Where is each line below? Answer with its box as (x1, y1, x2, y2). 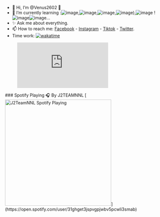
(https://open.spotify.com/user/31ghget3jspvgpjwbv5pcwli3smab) (5, 206, 137, 212)
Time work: (12, 33, 35, 38)
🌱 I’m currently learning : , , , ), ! (12, 10, 156, 16)
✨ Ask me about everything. (12, 20, 69, 26)
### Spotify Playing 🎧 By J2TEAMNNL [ (5, 92, 87, 98)
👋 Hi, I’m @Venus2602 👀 (12, 5, 62, 10)
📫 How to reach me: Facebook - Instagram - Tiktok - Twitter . (12, 26, 135, 32)
